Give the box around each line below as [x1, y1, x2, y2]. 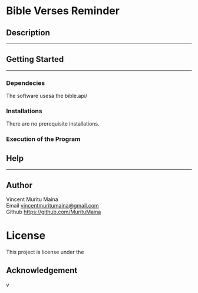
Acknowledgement [6, 265, 78, 275]
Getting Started [6, 54, 64, 64]
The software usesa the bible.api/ [6, 93, 88, 100]
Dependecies [6, 78, 45, 87]
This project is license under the [6, 248, 84, 255]
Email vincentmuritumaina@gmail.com [6, 202, 99, 209]
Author [6, 180, 32, 190]
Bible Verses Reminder [6, 4, 120, 18]
